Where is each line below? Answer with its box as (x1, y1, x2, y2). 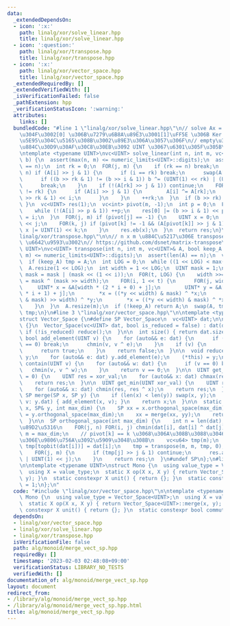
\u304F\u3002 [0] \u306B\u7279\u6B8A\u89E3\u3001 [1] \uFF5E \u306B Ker (19, 131, 222, 138)
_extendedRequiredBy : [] (13, 80, 84, 87)
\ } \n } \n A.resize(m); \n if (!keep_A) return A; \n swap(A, (19, 303, 216, 310)
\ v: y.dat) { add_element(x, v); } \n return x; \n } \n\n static (19, 399, 222, 405)
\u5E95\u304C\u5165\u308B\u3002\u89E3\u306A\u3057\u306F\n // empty (19, 138, 216, 145)
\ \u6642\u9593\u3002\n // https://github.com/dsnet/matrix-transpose (19, 239, 222, 247)
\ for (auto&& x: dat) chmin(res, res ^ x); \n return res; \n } (19, 386, 225, 392)
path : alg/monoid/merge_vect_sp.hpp (13, 545, 118, 552)
